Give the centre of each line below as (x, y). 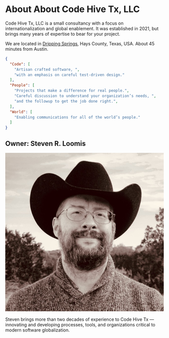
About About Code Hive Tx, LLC (72, 9)
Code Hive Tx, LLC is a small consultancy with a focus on (65, 23)
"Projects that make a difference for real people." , (72, 91)
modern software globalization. (37, 330)
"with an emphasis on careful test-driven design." (69, 75)
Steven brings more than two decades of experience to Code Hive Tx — (80, 319)
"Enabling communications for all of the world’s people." (77, 117)
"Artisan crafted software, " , (47, 69)
